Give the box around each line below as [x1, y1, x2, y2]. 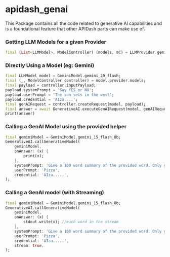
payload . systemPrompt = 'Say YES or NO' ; [5, 88, 94, 93]
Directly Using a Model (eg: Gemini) [5, 62, 95, 69]
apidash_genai [5, 4, 68, 15]
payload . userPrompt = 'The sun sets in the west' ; [5, 92, 114, 97]
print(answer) [5, 111, 35, 116]
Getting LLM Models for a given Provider [5, 38, 106, 45]
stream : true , [14, 243, 44, 248]
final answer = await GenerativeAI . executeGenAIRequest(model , [5, 106, 142, 112]
